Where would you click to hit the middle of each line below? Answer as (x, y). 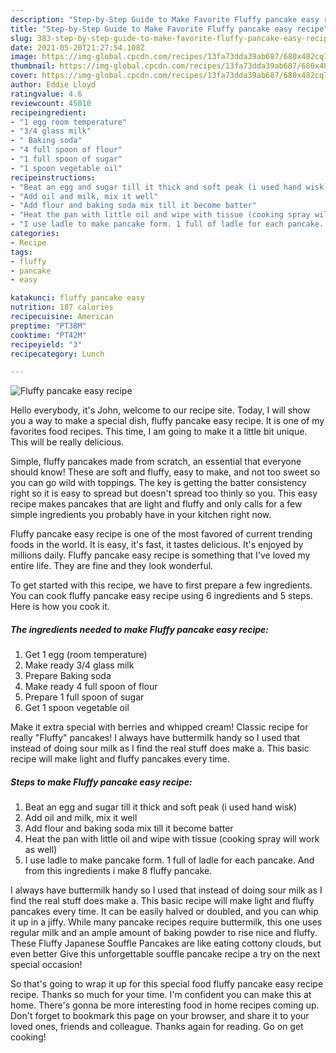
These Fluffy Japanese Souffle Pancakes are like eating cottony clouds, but (166, 943)
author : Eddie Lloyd (53, 85)
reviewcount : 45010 (51, 103)
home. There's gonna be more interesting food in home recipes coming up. (165, 1005)
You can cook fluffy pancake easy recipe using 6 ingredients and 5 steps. (162, 596)
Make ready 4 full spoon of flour (91, 687)
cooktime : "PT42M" (48, 335)
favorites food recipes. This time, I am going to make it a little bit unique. (159, 432)
